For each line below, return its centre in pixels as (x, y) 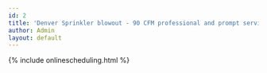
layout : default (35, 38)
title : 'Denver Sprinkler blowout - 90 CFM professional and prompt (124, 23)
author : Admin (32, 30)
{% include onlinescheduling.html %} (69, 60)
